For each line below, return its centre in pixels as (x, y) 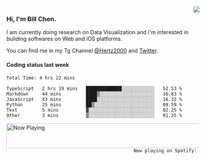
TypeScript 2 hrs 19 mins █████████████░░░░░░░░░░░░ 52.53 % (94, 88)
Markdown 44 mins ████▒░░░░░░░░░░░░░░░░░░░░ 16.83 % (94, 94)
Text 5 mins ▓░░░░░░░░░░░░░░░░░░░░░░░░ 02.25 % (94, 110)
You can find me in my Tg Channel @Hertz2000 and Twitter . (82, 51)
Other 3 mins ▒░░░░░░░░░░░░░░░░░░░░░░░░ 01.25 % (94, 115)
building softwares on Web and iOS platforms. (64, 39)
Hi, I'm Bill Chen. (32, 19)
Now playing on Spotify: (166, 150)
